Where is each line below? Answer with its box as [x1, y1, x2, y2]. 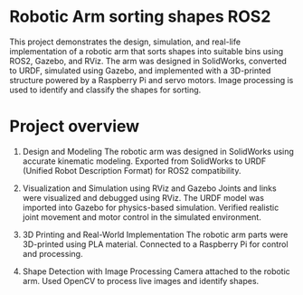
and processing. [22, 248, 83, 259]
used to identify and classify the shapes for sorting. [9, 84, 202, 95]
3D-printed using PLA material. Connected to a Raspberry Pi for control [22, 238, 289, 250]
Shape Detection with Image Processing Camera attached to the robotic [22, 265, 291, 277]
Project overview [9, 116, 140, 137]
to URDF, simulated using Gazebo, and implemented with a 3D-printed [9, 65, 271, 76]
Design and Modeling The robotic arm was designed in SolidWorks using [22, 146, 294, 157]
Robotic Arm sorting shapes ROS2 [9, 6, 271, 27]
